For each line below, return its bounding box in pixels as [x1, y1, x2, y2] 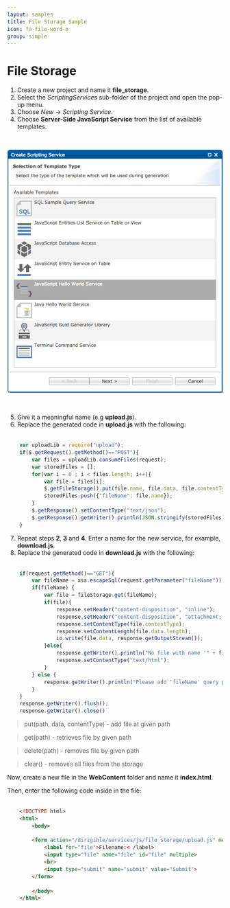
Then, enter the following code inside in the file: [7, 786, 142, 795]
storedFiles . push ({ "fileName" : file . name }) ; [43, 492, 173, 499]
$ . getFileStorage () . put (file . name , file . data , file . [43, 485, 197, 492]
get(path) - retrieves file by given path [23, 734, 132, 742]
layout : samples [7, 11, 53, 18]
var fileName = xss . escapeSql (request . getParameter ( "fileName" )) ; [31, 577, 225, 584]
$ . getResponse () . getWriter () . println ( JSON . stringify [31, 514, 186, 521]
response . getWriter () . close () [19, 707, 106, 714]
